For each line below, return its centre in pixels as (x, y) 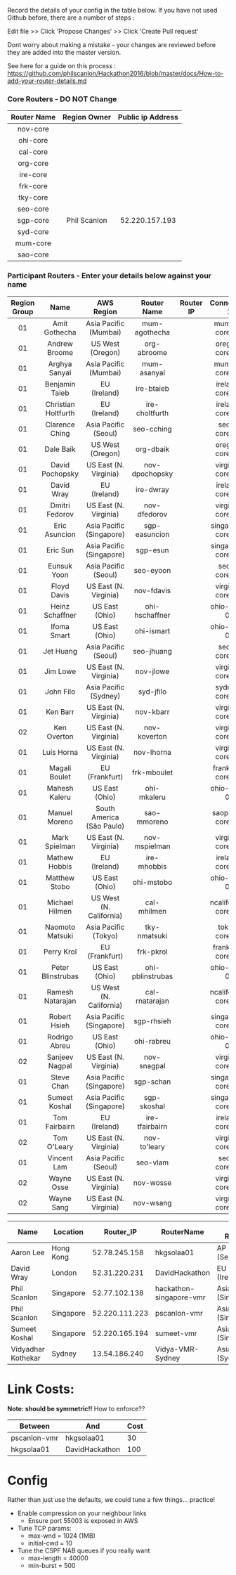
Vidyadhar (28, 1349)
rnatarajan (153, 1001)
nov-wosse (152, 1182)
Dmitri (60, 505)
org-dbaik (152, 449)
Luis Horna (60, 752)
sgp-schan (152, 1082)
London (64, 1273)
